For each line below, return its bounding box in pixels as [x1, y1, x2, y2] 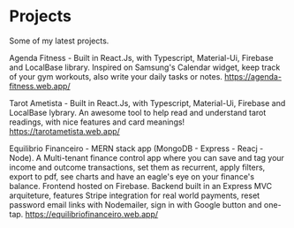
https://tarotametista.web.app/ [9, 125, 121, 136]
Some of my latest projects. [9, 35, 109, 46]
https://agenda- [224, 71, 283, 81]
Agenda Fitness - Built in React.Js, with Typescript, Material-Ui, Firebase [9, 52, 274, 63]
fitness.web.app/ [9, 80, 71, 91]
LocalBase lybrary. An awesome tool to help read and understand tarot [9, 107, 267, 118]
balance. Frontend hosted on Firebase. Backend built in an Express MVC [9, 180, 272, 191]
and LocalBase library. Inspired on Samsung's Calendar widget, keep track [9, 62, 281, 72]
